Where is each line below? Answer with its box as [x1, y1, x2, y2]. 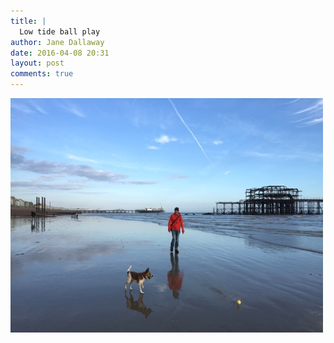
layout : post [10, 58, 65, 69]
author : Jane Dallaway [10, 37, 105, 47]
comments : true [10, 69, 74, 79]
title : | [10, 16, 47, 26]
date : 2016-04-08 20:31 [10, 48, 110, 58]
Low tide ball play [19, 26, 101, 37]
